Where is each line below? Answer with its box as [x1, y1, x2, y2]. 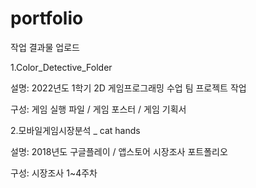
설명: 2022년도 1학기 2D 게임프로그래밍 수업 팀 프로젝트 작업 [10, 82, 247, 94]
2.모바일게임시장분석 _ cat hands [10, 124, 141, 136]
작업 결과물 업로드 [10, 41, 80, 53]
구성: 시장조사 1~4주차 [10, 167, 98, 179]
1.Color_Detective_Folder [10, 61, 113, 73]
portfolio [10, 7, 84, 30]
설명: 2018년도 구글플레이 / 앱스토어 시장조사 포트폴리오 [10, 145, 228, 157]
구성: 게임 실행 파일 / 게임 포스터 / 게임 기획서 [10, 103, 187, 115]
